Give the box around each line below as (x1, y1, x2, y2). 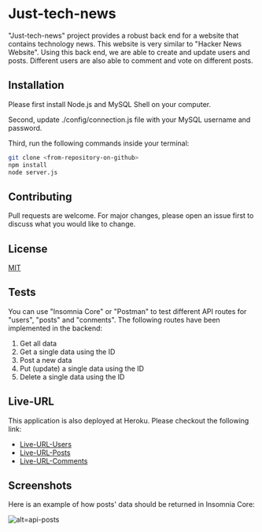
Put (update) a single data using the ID (19, 364, 144, 373)
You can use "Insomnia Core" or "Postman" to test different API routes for (8, 306, 247, 316)
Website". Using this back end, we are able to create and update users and (8, 47, 250, 57)
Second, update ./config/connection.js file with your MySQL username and (8, 115, 251, 124)
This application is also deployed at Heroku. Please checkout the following (8, 416, 249, 425)
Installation (8, 79, 65, 92)
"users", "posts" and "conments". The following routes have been (8, 315, 220, 324)
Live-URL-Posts (19, 448, 71, 457)
